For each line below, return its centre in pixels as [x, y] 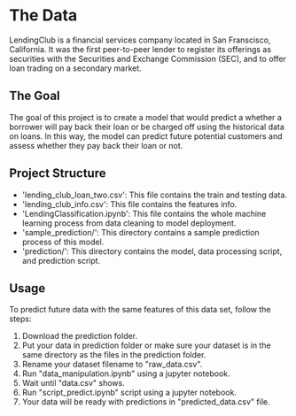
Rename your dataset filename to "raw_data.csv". [112, 365]
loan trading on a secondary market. [75, 68]
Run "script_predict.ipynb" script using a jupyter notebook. [129, 393]
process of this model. [63, 242]
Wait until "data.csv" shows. [74, 383]
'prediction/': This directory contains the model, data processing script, [152, 251]
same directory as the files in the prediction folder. [114, 355]
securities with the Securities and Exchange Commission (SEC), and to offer [148, 58]
